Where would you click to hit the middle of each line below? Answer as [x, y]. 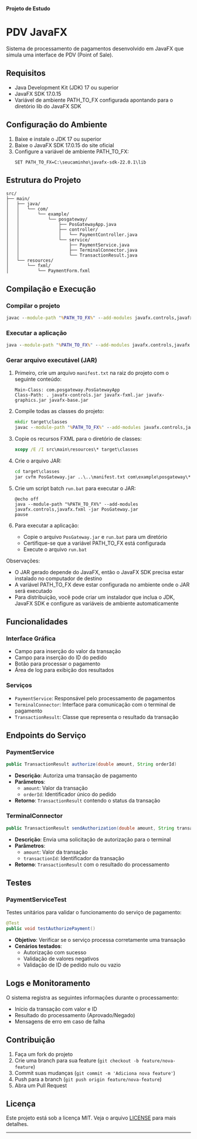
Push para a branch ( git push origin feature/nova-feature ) [88, 1079]
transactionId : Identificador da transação [74, 858]
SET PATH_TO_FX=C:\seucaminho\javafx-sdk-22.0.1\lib [80, 162]
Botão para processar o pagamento [57, 664]
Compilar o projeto [33, 305]
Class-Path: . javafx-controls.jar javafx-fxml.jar [79, 395]
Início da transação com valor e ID [56, 1009]
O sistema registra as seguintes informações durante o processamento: [92, 997]
